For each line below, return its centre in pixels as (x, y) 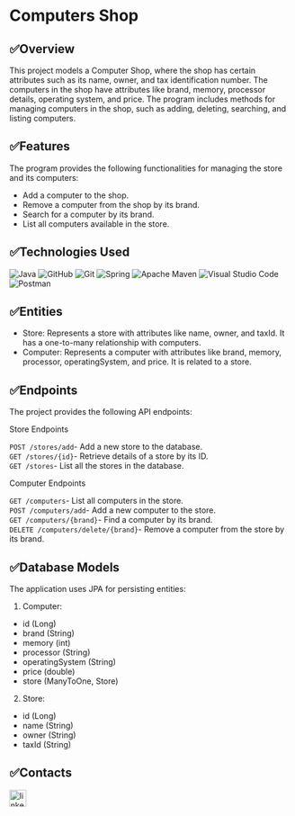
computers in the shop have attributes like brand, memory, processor (138, 90)
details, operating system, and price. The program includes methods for (143, 99)
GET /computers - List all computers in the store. (97, 501)
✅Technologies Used (70, 252)
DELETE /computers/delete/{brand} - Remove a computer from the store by (147, 529)
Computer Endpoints (48, 483)
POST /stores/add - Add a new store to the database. (106, 447)
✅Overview (42, 49)
